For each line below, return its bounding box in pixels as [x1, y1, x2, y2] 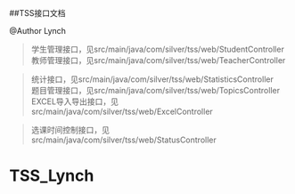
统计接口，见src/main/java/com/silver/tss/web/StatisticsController [30, 74, 274, 85]
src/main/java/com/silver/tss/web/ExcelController [30, 106, 214, 117]
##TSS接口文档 [9, 8, 66, 18]
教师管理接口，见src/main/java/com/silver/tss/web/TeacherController [30, 55, 286, 65]
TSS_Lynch [9, 166, 94, 186]
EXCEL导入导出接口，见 [30, 96, 119, 107]
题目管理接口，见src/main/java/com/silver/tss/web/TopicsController [30, 85, 281, 95]
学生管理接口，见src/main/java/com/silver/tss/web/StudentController [30, 44, 285, 54]
